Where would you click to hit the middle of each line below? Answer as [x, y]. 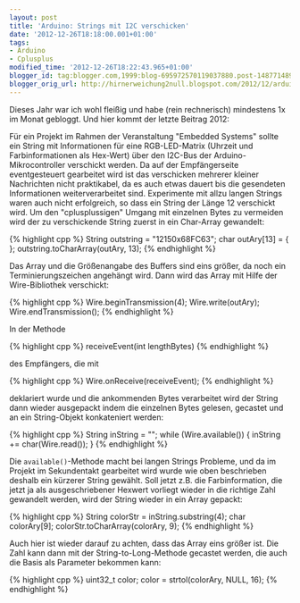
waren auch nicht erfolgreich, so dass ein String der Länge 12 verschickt [142, 203]
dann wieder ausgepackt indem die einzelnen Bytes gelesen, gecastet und [146, 407]
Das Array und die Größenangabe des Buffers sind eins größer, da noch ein [148, 265]
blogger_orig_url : [43, 84]
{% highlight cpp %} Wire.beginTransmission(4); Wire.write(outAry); [135, 302]
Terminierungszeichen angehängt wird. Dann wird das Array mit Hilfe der [144, 275]
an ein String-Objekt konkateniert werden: [86, 417]
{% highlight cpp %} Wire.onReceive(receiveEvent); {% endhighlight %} [142, 381]
